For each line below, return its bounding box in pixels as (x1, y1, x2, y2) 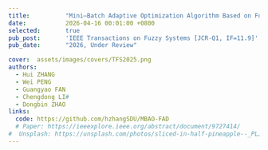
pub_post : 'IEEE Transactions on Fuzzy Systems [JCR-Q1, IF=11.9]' (8, 34, 259, 42)
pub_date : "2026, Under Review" (8, 41, 137, 49)
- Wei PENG (15, 77, 52, 86)
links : (8, 108, 30, 116)
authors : (8, 63, 37, 72)
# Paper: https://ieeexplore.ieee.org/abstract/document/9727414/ (15, 123, 241, 131)
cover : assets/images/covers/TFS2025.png (8, 56, 152, 64)
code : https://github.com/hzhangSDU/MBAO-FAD (15, 115, 170, 124)
